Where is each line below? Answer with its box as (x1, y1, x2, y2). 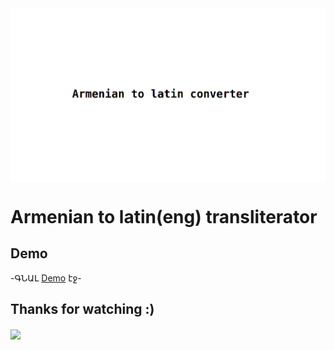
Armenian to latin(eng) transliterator (10, 205, 318, 228)
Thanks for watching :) (10, 301, 155, 317)
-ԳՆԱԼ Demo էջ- (10, 272, 82, 284)
